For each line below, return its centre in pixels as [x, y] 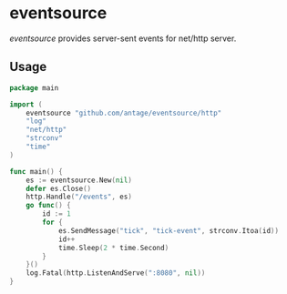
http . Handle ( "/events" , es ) [79, 197]
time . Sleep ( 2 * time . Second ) [113, 248]
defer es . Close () [59, 188]
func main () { [36, 171]
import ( [26, 104]
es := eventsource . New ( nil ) [79, 180]
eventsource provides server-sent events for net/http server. [123, 38]
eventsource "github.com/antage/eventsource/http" [124, 113]
